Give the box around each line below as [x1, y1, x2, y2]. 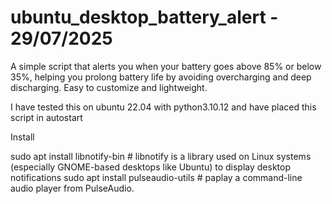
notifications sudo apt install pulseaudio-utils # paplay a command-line [10, 171, 303, 183]
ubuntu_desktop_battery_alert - [10, 6, 279, 29]
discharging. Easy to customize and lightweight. [10, 81, 208, 93]
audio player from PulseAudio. [10, 182, 135, 194]
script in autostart [10, 111, 83, 123]
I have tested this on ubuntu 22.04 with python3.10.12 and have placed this [10, 101, 317, 113]
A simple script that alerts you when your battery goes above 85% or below [10, 60, 322, 72]
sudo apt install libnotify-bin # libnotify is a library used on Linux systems [10, 150, 312, 162]
